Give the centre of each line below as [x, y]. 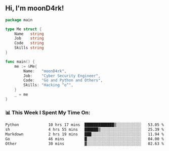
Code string [29, 43]
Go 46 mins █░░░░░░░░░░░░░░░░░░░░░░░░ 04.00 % [85, 139]
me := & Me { [26, 66]
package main [19, 20]
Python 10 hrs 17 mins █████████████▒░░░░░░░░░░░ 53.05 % [85, 125]
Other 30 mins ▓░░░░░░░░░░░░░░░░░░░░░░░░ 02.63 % [85, 143]
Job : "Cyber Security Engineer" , [62, 76]
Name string [29, 34]
